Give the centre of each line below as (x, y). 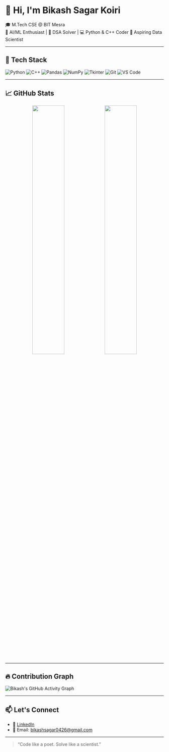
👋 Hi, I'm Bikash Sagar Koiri (63, 10)
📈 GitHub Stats (30, 94)
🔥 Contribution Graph (39, 676)
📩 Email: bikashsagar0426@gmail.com (53, 730)
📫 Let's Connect (32, 710)
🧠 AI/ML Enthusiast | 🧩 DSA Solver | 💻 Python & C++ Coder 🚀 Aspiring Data (84, 32)
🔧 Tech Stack (26, 60)
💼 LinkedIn (23, 725)
